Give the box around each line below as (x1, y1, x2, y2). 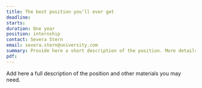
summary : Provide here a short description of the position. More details (6, 48, 198, 54)
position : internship (6, 31, 61, 37)
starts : (6, 20, 26, 26)
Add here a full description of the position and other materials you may (6, 69, 182, 77)
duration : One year (6, 25, 55, 32)
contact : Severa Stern (6, 37, 63, 43)
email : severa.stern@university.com (6, 43, 98, 48)
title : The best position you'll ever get (6, 8, 114, 15)
